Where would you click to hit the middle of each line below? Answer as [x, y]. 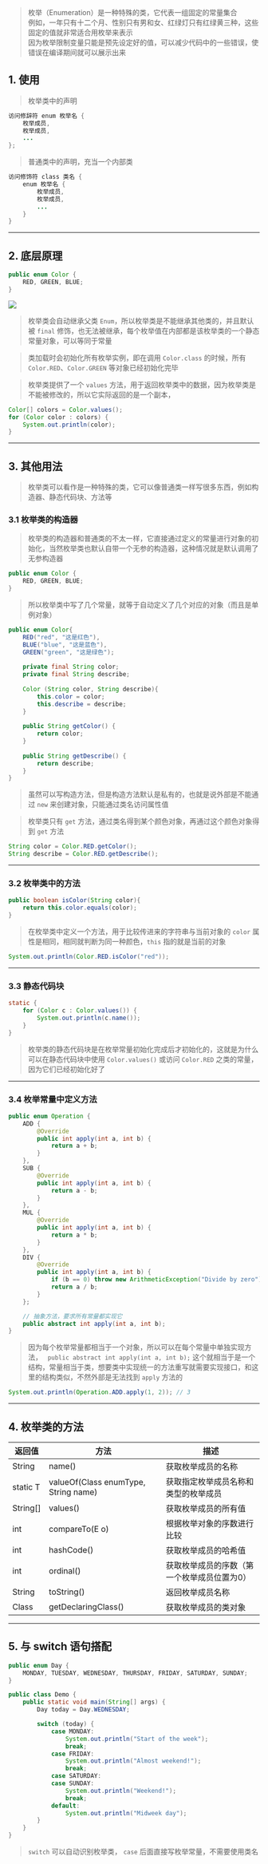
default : [65, 1806]
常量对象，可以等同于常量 [70, 340]
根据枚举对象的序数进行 [209, 1523]
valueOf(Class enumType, [97, 1482]
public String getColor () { [69, 726]
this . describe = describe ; [82, 704]
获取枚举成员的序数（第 [209, 1565]
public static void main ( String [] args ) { [94, 1702]
